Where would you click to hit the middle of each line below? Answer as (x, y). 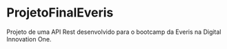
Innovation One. (29, 39)
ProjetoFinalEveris (60, 13)
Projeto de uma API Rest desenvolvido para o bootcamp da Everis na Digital (114, 32)
